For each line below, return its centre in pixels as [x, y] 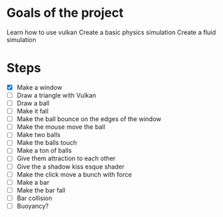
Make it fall [33, 111]
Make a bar [33, 182]
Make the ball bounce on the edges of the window [89, 119]
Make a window [39, 87]
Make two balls [38, 135]
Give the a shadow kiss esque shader [71, 167]
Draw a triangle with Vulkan [56, 95]
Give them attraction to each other [66, 158]
